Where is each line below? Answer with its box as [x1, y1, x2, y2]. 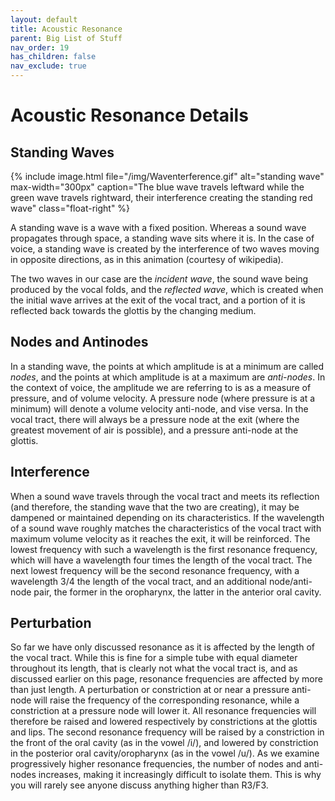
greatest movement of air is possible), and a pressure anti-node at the [10, 424, 299, 436]
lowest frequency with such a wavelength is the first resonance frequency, [10, 543, 318, 555]
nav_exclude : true [10, 61, 87, 71]
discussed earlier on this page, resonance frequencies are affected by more [10, 673, 323, 685]
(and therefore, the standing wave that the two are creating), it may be [10, 501, 300, 513]
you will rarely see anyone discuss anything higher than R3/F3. [10, 779, 269, 791]
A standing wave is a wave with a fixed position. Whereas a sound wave [10, 222, 307, 233]
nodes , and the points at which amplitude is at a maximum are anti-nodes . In [10, 371, 326, 383]
